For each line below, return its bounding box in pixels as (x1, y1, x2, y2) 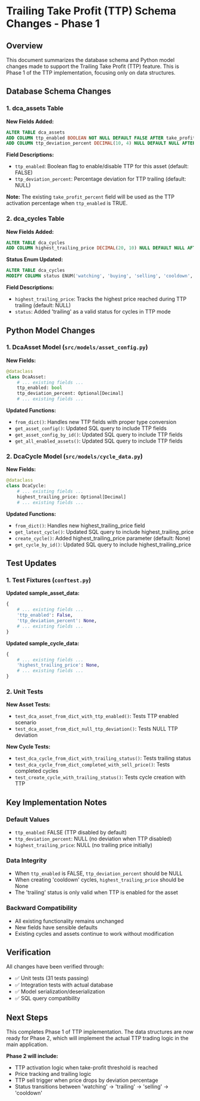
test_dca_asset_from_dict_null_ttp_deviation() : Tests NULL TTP (14, 725, 178, 732)
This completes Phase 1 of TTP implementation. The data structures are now (6, 1028, 194, 1035)
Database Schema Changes (6, 86, 111, 97)
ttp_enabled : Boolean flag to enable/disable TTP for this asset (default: (14, 163, 189, 170)
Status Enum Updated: (6, 256, 64, 263)
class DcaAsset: (6, 374, 46, 380)
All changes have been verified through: (6, 963, 104, 970)
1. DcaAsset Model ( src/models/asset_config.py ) (6, 343, 148, 351)
